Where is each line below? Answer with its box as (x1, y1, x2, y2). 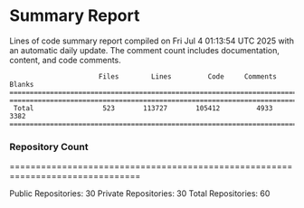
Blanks (9, 80, 34, 89)
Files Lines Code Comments (98, 71, 278, 81)
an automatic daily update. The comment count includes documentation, (9, 44, 280, 55)
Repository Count (9, 140, 89, 153)
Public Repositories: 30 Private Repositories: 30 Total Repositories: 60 (9, 188, 271, 199)
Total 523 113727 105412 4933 (13, 103, 273, 113)
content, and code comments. (9, 54, 122, 65)
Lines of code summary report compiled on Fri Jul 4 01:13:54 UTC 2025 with (9, 35, 294, 46)
